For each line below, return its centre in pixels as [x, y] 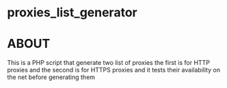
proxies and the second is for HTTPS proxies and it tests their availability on [114, 70]
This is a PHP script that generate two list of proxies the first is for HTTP [109, 63]
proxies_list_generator [72, 13]
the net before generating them [51, 77]
